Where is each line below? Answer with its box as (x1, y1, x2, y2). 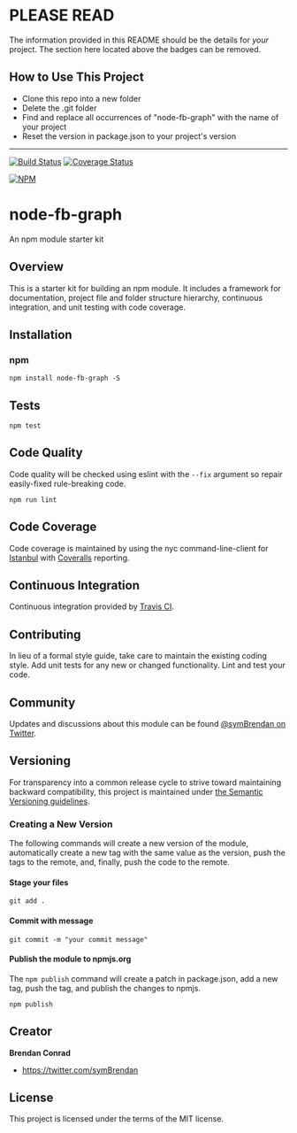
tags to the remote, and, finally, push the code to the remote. (9, 857, 230, 867)
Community (9, 695, 76, 710)
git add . (9, 897, 46, 906)
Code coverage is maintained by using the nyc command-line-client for (9, 543, 269, 553)
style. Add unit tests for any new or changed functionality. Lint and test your (9, 660, 286, 671)
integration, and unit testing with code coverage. (9, 302, 186, 312)
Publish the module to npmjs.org (9, 953, 132, 965)
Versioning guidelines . (9, 796, 90, 806)
